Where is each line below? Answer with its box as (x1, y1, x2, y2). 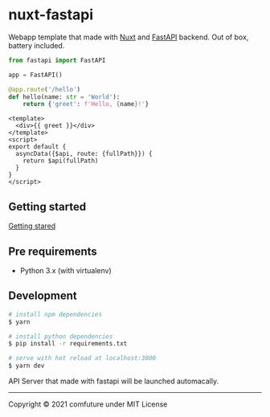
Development (8, 289, 78, 303)
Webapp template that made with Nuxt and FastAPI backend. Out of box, (8, 32, 249, 42)
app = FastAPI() (8, 71, 63, 79)
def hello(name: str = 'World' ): (8, 92, 121, 101)
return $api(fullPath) (22, 157, 99, 166)
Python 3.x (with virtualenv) (19, 265, 112, 275)
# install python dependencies (8, 332, 113, 341)
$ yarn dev (8, 362, 45, 370)
